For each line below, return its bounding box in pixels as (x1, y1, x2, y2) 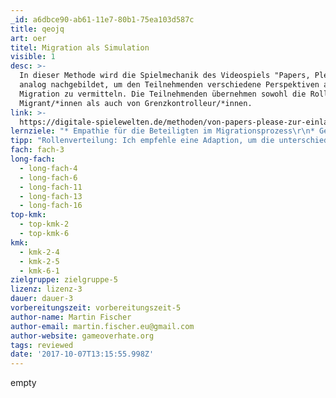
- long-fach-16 (19, 201, 83, 211)
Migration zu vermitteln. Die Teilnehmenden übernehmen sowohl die (19, 89, 307, 99)
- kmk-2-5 (19, 256, 60, 266)
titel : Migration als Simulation (10, 42, 150, 53)
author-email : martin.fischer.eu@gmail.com (10, 321, 195, 331)
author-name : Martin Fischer (10, 312, 132, 322)
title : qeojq (10, 24, 65, 34)
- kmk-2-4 (19, 247, 60, 257)
